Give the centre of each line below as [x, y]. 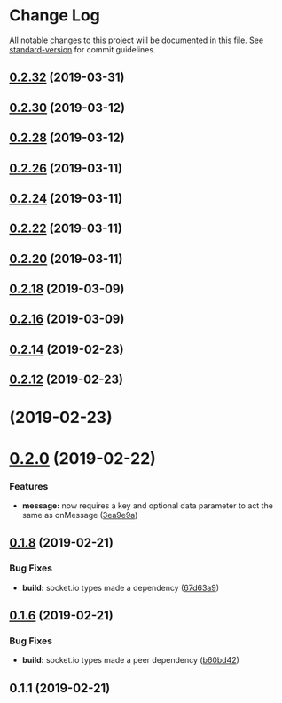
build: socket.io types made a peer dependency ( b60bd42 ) [130, 660]
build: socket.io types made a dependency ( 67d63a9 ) [121, 587]
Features [29, 486]
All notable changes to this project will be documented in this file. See [137, 40]
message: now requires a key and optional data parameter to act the [147, 505]
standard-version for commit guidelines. [82, 49]
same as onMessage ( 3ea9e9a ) [80, 515]
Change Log [55, 16]
